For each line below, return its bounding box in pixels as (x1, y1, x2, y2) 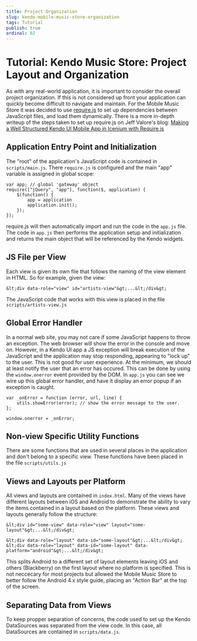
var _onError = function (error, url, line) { (6, 395, 122, 401)
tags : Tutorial (6, 19, 44, 25)
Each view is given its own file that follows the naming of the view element (6, 268, 186, 275)
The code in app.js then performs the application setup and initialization (6, 229, 181, 236)
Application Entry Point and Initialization (6, 142, 157, 152)
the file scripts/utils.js (6, 459, 66, 467)
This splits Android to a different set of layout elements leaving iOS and (6, 558, 178, 565)
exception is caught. (6, 383, 55, 391)
